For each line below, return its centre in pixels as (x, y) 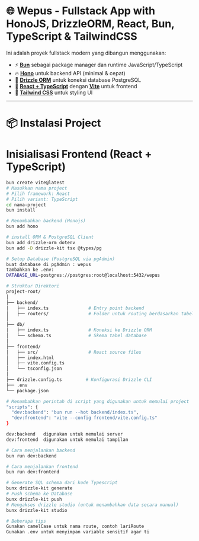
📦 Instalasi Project (54, 123)
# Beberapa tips (26, 521)
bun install (21, 210)
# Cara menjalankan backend (41, 450)
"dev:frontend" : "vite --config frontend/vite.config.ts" (85, 418)
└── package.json (28, 390)
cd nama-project (26, 205)
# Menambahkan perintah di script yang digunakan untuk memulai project (98, 401)
